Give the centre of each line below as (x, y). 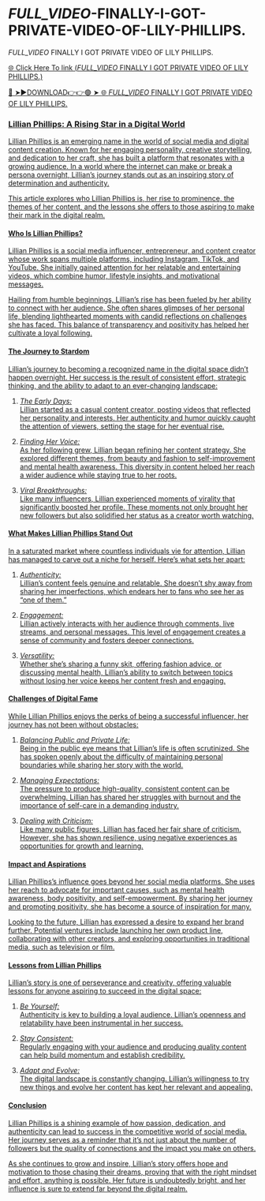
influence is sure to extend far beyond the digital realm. (98, 1188)
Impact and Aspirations (47, 864)
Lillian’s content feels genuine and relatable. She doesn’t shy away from (136, 583)
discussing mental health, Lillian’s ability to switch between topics (126, 672)
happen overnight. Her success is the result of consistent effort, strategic (127, 377)
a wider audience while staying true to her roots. (98, 475)
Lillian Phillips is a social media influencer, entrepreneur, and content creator (132, 251)
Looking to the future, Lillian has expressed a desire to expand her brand (126, 922)
